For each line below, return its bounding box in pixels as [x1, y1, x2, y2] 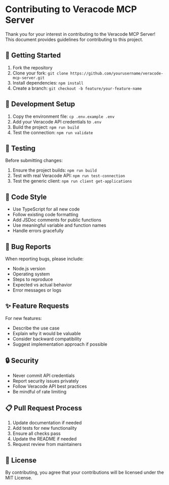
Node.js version [12, 266, 46, 271]
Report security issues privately [12, 378, 79, 384]
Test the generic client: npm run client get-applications [12, 178, 133, 184]
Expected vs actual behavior [12, 282, 72, 288]
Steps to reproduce [12, 276, 53, 282]
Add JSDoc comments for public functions [12, 217, 102, 223]
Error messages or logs [12, 287, 62, 293]
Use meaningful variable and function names [12, 222, 106, 228]
